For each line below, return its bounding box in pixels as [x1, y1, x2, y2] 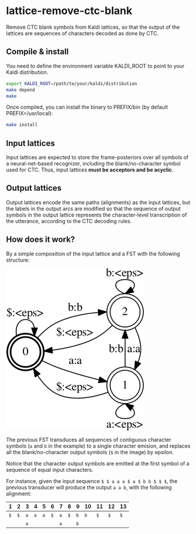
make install [6, 122, 38, 128]
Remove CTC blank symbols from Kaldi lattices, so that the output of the [6, 23, 180, 31]
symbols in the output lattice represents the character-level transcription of [6, 211, 187, 218]
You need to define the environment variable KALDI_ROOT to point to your [6, 62, 185, 69]
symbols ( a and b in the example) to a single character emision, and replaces [6, 442, 191, 449]
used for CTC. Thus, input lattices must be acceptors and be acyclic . [6, 166, 174, 174]
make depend [6, 87, 35, 93]
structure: [6, 256, 30, 263]
